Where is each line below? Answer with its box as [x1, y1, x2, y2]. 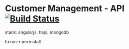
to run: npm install [5, 38, 41, 44]
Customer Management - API [5, 3, 125, 14]
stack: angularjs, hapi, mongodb [5, 29, 69, 35]
